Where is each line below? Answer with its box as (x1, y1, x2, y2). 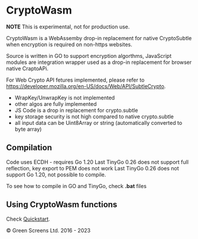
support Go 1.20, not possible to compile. (6, 171, 106, 178)
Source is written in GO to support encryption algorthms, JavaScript (6, 52, 172, 59)
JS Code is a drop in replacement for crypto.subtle (14, 106, 138, 114)
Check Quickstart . (6, 215, 50, 222)
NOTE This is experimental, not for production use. (6, 23, 130, 30)
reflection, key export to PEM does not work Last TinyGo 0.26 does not (6, 164, 179, 172)
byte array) (14, 125, 42, 133)
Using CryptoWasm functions (6, 199, 118, 210)
